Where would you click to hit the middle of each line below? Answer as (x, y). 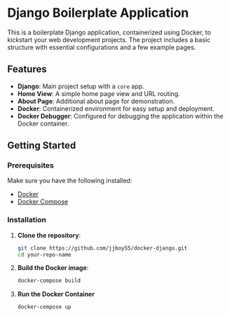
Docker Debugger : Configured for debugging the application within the (120, 116)
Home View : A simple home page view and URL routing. (99, 93)
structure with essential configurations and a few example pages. (102, 47)
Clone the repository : (49, 235)
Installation (27, 220)
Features (27, 69)
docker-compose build (49, 281)
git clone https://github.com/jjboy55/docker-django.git (102, 248)
